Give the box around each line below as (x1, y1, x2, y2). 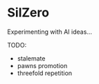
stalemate (17, 54, 46, 63)
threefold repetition (17, 69, 73, 77)
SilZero (7, 5, 50, 21)
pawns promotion (17, 61, 68, 70)
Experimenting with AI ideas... (7, 28, 92, 36)
